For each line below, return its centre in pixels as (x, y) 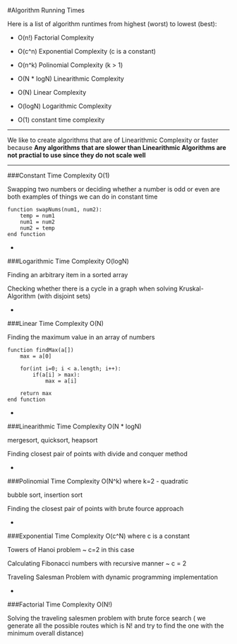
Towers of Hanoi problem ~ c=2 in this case (71, 550)
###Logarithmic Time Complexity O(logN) (68, 261)
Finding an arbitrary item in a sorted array (68, 275)
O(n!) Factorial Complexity (56, 37)
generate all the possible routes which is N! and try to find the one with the (116, 626)
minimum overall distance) (46, 633)
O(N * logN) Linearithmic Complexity (71, 78)
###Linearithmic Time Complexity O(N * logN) (75, 426)
